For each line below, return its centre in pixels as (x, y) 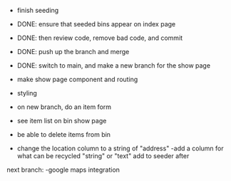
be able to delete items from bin (64, 134)
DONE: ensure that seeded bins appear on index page (96, 24)
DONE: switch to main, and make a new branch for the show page (114, 66)
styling (27, 93)
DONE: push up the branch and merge (73, 52)
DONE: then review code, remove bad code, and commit (100, 38)
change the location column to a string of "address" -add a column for (120, 148)
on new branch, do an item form (64, 107)
